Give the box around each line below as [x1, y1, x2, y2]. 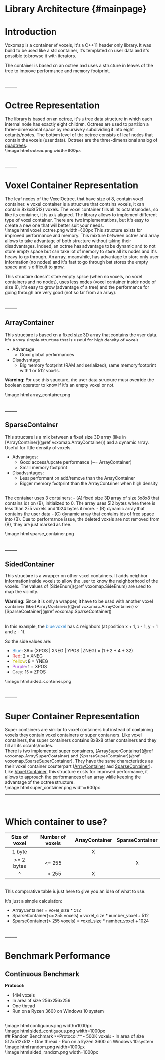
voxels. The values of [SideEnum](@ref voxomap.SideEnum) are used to [5, 583, 151, 589]
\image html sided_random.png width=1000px [5, 1049, 98, 1055]
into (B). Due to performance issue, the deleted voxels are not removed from [5, 516, 160, 522]
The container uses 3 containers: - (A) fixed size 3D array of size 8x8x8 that [5, 495, 160, 501]
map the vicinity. [5, 589, 39, 595]
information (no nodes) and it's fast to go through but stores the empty [5, 259, 148, 265]
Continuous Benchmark [5, 970, 80, 978]
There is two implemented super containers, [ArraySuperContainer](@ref [5, 748, 153, 754]
